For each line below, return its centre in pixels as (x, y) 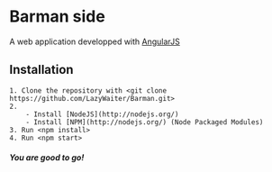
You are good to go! (47, 158)
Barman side (57, 17)
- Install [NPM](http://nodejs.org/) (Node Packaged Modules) (145, 122)
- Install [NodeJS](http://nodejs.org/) (102, 114)
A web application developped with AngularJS (95, 41)
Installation (41, 70)
